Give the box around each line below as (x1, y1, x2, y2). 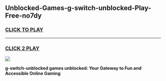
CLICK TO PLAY (5, 27, 43, 33)
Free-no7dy (5, 12, 42, 20)
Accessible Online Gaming (5, 70, 61, 76)
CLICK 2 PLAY (5, 45, 40, 52)
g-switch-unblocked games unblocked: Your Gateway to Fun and (5, 65, 142, 71)
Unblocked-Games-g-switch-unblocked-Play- (5, 4, 152, 12)
